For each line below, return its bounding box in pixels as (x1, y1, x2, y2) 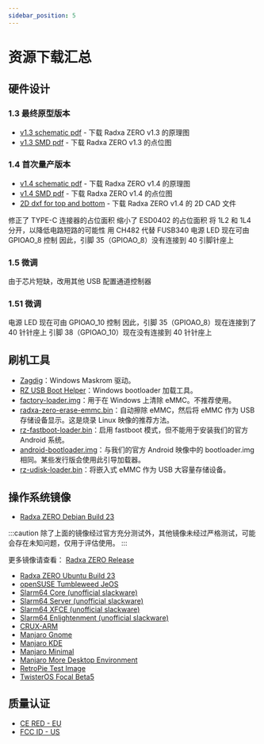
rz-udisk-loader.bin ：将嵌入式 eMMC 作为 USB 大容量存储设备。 (19, 465, 231, 474)
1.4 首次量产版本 (8, 159, 71, 171)
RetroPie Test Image (19, 664, 86, 673)
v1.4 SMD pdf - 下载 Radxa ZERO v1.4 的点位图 (19, 188, 173, 198)
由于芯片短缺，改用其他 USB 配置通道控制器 (8, 277, 152, 286)
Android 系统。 (19, 435, 69, 445)
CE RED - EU (19, 719, 62, 728)
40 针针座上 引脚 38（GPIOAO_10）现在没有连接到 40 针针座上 (8, 328, 212, 337)
